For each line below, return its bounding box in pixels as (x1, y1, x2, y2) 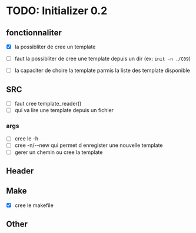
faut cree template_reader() (14, 100, 82, 107)
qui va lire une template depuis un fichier (14, 107, 114, 114)
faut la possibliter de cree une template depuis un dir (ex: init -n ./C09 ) (14, 55, 191, 63)
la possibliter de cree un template (14, 43, 96, 50)
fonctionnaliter (6, 28, 62, 38)
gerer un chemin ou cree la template (14, 149, 103, 156)
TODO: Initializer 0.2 (6, 4, 108, 18)
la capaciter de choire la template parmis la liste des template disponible (14, 67, 190, 74)
